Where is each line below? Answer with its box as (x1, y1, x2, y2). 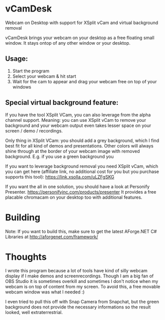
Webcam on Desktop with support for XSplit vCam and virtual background (5, 20, 158, 26)
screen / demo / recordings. (5, 127, 63, 133)
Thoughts (5, 251, 47, 262)
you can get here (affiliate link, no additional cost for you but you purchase (5, 169, 159, 175)
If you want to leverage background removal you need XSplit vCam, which (5, 163, 158, 169)
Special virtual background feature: (5, 98, 119, 107)
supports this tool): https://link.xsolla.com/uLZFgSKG (5, 174, 114, 180)
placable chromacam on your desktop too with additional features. (5, 194, 142, 200)
